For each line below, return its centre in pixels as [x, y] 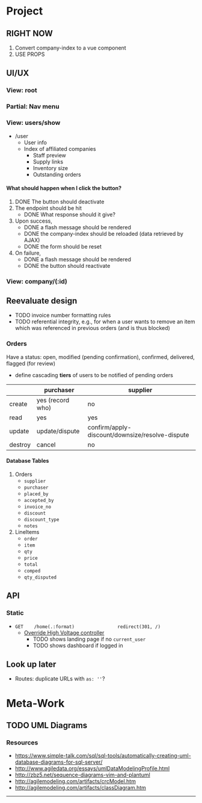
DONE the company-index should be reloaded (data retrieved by [103, 233]
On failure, [28, 253]
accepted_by [39, 500]
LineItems [27, 532]
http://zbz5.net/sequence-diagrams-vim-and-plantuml [82, 775]
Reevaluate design [42, 301]
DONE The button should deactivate [60, 202]
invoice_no [38, 507]
